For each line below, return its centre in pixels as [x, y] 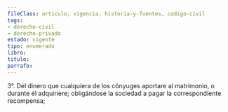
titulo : [19, 59]
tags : [15, 20]
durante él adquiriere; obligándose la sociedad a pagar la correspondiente [114, 93]
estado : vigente [31, 40]
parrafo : [20, 66]
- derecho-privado [34, 33]
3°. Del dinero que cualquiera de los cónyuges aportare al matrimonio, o [111, 85]
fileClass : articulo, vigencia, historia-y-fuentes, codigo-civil [106, 14]
